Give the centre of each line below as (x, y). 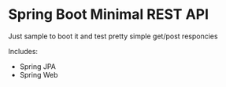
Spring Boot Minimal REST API (109, 14)
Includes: (23, 51)
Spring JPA (38, 66)
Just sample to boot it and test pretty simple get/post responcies (113, 36)
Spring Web (39, 74)
